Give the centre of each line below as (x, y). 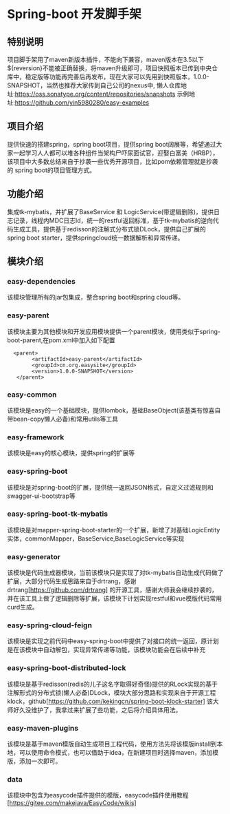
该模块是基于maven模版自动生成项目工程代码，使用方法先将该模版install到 (112, 744)
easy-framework (36, 437)
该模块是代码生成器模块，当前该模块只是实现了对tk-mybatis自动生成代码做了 (115, 573)
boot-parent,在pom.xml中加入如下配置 (61, 340)
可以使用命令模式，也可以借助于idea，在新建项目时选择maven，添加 (116, 752)
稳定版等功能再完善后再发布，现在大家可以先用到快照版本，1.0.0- (117, 77)
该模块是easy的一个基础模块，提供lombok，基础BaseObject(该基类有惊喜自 (114, 410)
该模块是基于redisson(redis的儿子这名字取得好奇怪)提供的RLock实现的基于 (113, 684)
